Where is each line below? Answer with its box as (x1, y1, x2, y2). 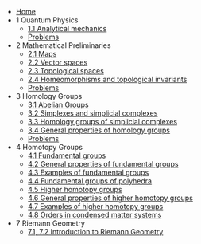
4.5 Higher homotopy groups (27, 185, 122, 194)
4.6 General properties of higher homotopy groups (27, 193, 193, 203)
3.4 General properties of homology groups (27, 125, 171, 135)
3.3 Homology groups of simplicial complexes (27, 117, 177, 126)
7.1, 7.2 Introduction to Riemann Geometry (27, 227, 164, 236)
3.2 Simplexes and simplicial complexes (27, 108, 158, 118)
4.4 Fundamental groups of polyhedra (27, 176, 153, 186)
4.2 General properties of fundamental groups (27, 159, 179, 168)
